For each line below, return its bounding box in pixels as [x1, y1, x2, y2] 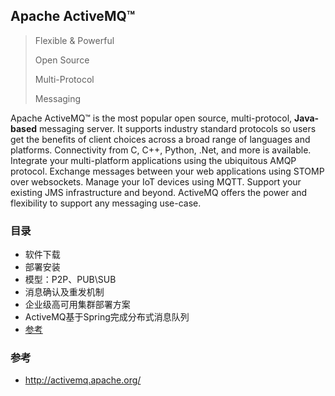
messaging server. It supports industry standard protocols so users [39, 122, 317, 134]
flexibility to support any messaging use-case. [10, 197, 202, 209]
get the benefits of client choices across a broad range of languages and [10, 133, 311, 145]
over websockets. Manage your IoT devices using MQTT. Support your [10, 175, 302, 188]
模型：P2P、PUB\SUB [24, 274, 117, 286]
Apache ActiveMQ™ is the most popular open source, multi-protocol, [10, 112, 293, 124]
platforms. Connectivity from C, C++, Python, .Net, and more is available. [10, 144, 312, 156]
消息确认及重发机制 [24, 286, 105, 298]
